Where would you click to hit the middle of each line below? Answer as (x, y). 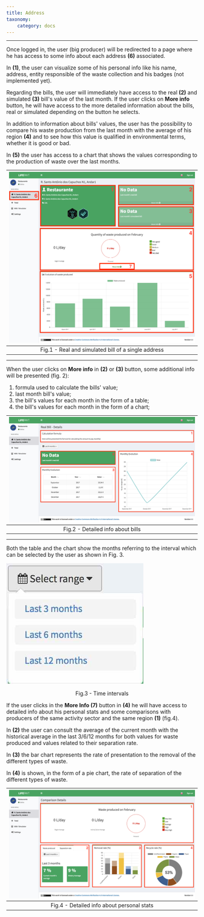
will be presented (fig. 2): (38, 376)
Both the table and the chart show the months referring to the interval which (101, 548)
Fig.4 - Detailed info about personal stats (102, 905)
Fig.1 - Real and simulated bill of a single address (102, 350)
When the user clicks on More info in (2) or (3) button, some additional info (100, 369)
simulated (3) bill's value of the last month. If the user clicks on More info (98, 99)
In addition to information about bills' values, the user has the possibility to (99, 124)
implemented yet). (29, 81)
